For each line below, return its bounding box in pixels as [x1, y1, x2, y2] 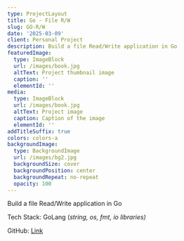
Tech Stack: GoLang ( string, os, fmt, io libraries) [7, 213, 146, 221]
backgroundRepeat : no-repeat [13, 174, 99, 181]
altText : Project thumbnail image [13, 69, 114, 76]
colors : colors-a [7, 134, 58, 141]
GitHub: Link [7, 226, 44, 235]
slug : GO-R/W [7, 23, 46, 30]
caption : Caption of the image [13, 115, 105, 122]
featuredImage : [7, 50, 52, 57]
